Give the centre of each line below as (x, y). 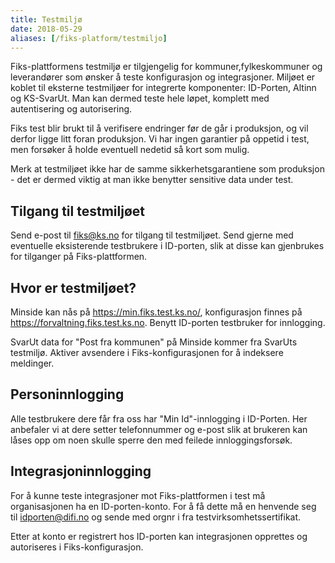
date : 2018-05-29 (46, 29)
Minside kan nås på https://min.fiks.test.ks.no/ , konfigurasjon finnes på (156, 312)
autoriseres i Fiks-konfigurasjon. (77, 547)
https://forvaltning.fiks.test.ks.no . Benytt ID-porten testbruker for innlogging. (168, 322)
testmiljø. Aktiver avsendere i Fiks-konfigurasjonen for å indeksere (147, 352)
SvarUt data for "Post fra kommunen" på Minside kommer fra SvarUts (154, 342)
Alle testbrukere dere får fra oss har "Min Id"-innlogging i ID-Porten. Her (159, 418)
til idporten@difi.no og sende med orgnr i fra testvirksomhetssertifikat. (156, 517)
